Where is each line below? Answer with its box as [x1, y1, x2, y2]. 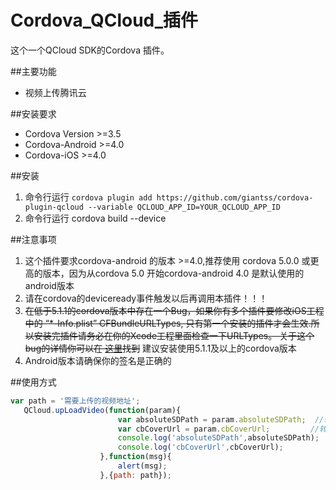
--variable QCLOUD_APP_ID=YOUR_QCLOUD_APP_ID [88, 202, 281, 212]
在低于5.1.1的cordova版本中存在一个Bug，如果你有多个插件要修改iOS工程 [24, 304, 325, 316]
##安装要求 [10, 107, 57, 120]
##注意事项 [10, 233, 57, 245]
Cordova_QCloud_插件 [10, 9, 199, 32]
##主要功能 [10, 65, 57, 77]
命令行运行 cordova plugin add [24, 191, 153, 203]
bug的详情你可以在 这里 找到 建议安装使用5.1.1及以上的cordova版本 [24, 342, 297, 354]
